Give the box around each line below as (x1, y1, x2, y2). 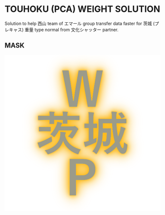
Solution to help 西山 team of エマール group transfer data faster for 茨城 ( (4, 20, 155, 26)
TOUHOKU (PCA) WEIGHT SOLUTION (4, 3, 161, 15)
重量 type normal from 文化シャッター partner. (25, 26, 119, 33)
